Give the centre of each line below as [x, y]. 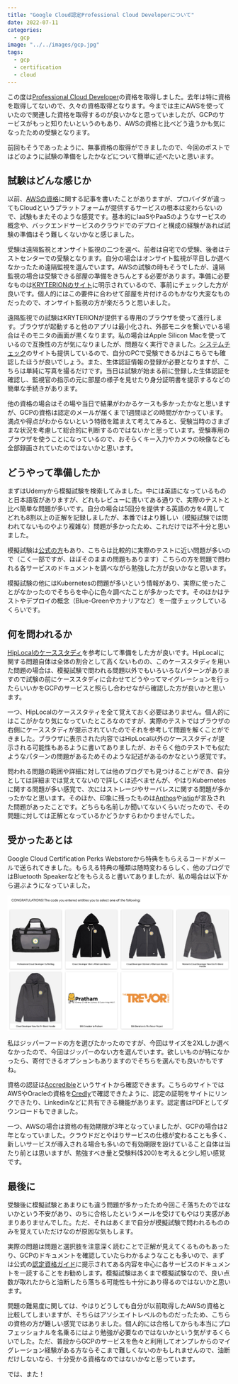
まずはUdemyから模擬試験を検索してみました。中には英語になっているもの [117, 491]
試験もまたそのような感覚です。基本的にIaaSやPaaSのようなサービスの [123, 217]
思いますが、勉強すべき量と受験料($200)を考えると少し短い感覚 [131, 1153]
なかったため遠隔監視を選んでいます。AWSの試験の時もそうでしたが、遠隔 [116, 267]
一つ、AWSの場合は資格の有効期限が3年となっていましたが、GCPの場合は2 [118, 1127]
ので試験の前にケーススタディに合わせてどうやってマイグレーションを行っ [121, 679]
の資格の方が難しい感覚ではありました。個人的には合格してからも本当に [113, 1324]
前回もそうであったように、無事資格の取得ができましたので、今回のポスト [116, 147]
